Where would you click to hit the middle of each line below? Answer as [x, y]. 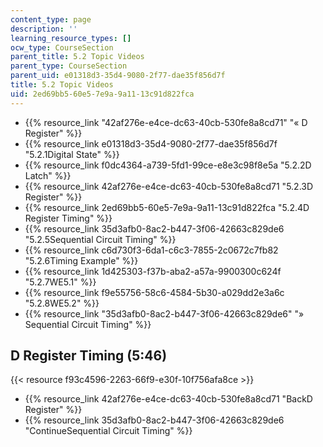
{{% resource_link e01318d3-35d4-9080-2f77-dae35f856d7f [151, 143]
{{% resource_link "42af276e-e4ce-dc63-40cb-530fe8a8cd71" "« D [166, 122]
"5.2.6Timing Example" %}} [81, 260]
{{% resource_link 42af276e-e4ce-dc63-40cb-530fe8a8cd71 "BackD [168, 399]
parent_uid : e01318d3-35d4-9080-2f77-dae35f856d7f [118, 76]
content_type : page [51, 19]
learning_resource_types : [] [71, 38]
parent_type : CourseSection [69, 66]
